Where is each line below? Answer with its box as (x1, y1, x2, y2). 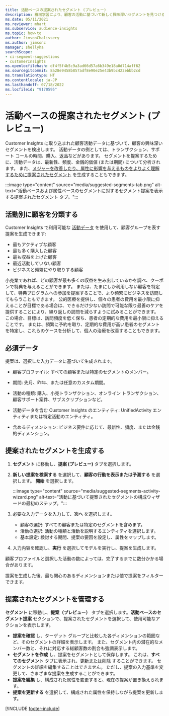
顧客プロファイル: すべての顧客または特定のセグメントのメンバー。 (12, 369, 152, 375)
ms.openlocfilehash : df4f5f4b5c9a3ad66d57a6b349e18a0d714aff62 (5, 63, 141, 68)
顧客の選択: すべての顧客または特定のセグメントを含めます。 (20, 521, 145, 527)
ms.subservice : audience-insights (5, 26, 78, 31)
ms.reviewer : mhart (5, 21, 46, 27)
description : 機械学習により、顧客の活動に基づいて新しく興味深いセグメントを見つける (5, 12, 165, 17)
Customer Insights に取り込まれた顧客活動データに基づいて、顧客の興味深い (5, 140, 163, 146)
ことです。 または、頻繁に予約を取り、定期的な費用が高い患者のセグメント (5, 322, 160, 328)
